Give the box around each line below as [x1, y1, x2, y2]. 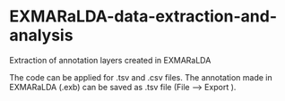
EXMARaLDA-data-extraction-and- [9, 6, 278, 27]
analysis [9, 25, 73, 46]
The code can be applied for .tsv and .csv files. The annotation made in [9, 72, 272, 82]
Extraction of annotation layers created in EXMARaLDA [9, 55, 212, 65]
